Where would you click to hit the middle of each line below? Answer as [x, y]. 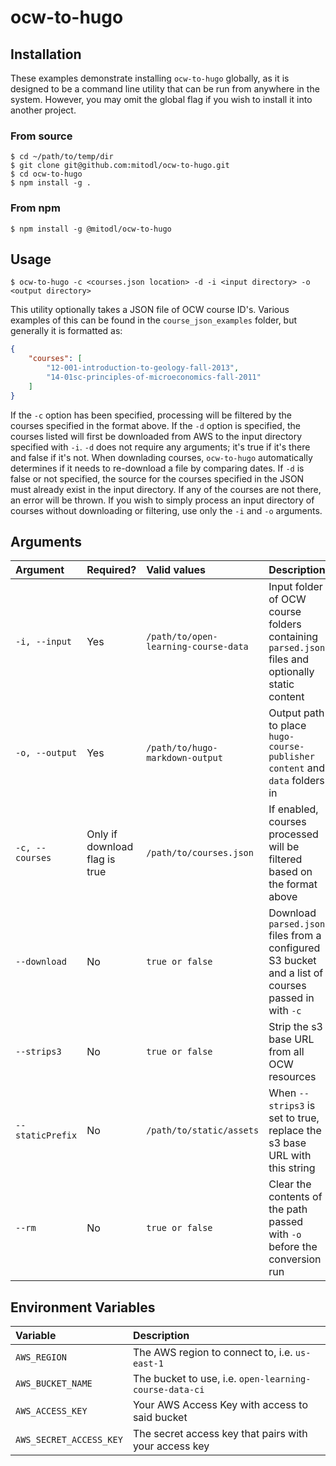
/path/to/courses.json [200, 853]
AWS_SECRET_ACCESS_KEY [69, 1440]
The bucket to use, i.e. [184, 1379]
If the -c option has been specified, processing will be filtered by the [151, 415]
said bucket [160, 1418]
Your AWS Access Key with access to [220, 1405]
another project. [43, 110]
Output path [296, 713]
